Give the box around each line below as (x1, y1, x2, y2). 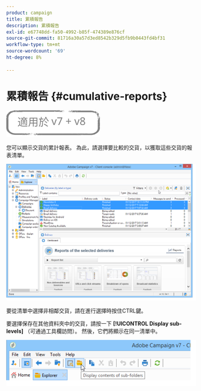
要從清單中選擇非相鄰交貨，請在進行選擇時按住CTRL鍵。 (6, 307, 147, 314)
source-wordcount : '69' (6, 48, 66, 54)
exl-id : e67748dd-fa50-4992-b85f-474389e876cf (6, 29, 125, 35)
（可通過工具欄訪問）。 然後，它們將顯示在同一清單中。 (25, 328, 161, 335)
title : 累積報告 (6, 16, 43, 22)
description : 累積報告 (6, 22, 60, 28)
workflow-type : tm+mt (6, 42, 61, 48)
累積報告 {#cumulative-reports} (6, 89, 167, 103)
